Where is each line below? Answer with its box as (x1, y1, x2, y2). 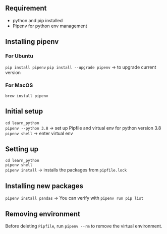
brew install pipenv (5, 93, 49, 98)
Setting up (5, 145, 39, 153)
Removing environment (5, 209, 81, 218)
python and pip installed (12, 17, 63, 23)
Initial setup (5, 107, 43, 115)
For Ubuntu (5, 52, 34, 60)
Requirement (5, 4, 47, 13)
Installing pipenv (5, 37, 59, 46)
